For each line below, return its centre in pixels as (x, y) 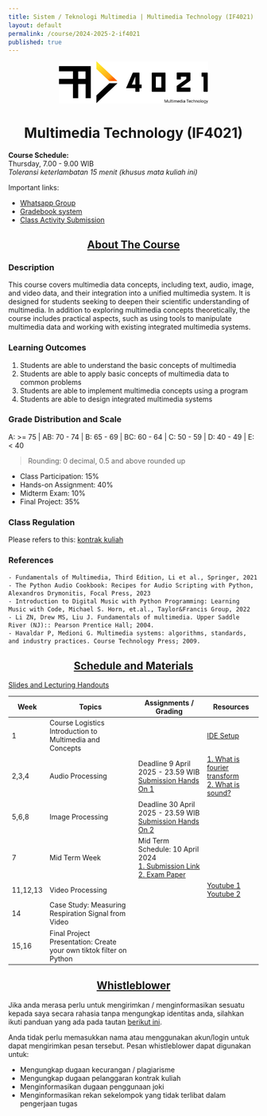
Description (31, 267)
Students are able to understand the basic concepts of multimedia (128, 365)
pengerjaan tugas (48, 1103)
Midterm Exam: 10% (52, 493)
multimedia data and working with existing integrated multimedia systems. (130, 327)
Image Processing (79, 817)
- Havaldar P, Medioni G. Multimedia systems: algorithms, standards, (128, 633)
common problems (50, 382)
